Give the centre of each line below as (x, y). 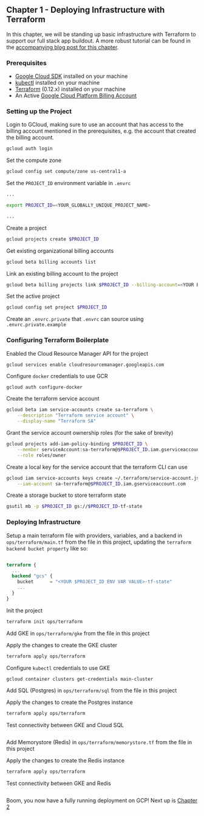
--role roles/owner (42, 455)
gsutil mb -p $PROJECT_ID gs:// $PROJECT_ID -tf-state (74, 507)
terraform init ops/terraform (45, 621)
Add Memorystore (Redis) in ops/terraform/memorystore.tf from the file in (99, 742)
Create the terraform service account (53, 399)
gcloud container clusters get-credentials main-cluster (80, 679)
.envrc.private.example (36, 325)
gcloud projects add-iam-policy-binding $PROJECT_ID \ (77, 444)
